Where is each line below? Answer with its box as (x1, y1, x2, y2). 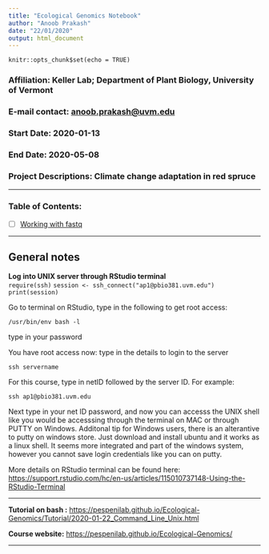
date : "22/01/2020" (8, 26, 74, 34)
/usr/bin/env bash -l (8, 318, 81, 326)
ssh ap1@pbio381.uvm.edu (8, 393, 91, 401)
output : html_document (8, 34, 84, 42)
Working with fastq (19, 219, 82, 228)
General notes (8, 250, 80, 264)
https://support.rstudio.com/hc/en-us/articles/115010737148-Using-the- (8, 474, 246, 483)
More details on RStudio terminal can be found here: (8, 465, 181, 475)
